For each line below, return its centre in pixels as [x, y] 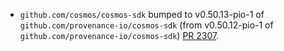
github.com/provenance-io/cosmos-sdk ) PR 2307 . [119, 35]
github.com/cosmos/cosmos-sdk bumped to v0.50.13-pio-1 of [142, 14]
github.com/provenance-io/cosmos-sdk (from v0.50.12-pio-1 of [146, 25]
